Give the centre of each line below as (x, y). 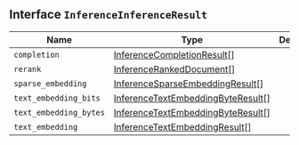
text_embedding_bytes (59, 112)
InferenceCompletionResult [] (174, 54)
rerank (28, 69)
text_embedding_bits (57, 98)
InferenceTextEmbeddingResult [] (182, 126)
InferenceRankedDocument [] (174, 68)
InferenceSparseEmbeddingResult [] (189, 84)
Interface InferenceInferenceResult (108, 15)
